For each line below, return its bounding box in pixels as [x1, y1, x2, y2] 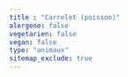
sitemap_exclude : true [9, 54, 93, 63]
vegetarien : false [9, 29, 77, 38]
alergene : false [9, 21, 69, 30]
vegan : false [9, 37, 57, 47]
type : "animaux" [9, 46, 69, 55]
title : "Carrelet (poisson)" [9, 12, 121, 22]
